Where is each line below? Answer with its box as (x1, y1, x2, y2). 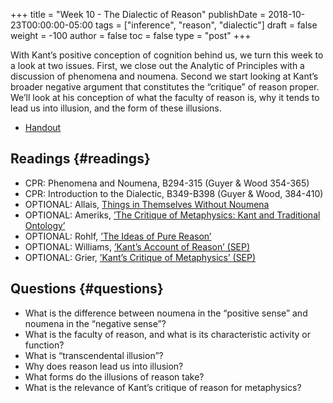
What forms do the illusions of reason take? (24, 370, 205, 383)
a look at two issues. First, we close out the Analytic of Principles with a (10, 60, 305, 71)
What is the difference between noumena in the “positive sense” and (24, 307, 308, 319)
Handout (24, 122, 62, 133)
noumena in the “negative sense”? (24, 317, 167, 329)
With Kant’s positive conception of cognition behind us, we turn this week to (10, 49, 324, 61)
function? (24, 339, 65, 351)
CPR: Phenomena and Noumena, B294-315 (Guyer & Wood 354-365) (24, 177, 310, 189)
